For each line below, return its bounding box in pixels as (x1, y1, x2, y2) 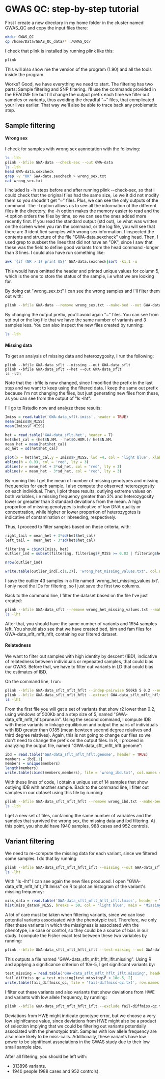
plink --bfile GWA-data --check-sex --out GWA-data (5, 160, 113, 165)
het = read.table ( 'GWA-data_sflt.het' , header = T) (5, 432, 113, 438)
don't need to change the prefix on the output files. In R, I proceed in (5, 737, 144, 743)
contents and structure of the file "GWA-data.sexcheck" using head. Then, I (5, 234, 159, 240)
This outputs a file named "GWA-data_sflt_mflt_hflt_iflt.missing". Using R (5, 956, 152, 962)
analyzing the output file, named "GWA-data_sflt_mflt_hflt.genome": (5, 743, 142, 748)
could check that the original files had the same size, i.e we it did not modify (5, 193, 159, 198)
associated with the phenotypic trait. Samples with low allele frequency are (5, 1028, 157, 1034)
